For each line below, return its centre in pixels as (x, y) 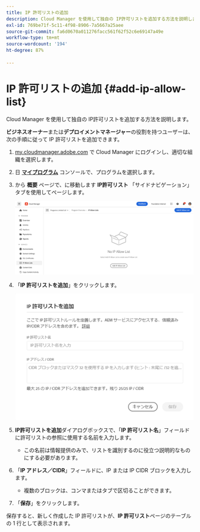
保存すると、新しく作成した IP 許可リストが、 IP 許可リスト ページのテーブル (99, 516)
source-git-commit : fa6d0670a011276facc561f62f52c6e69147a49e (85, 32)
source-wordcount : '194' (37, 44)
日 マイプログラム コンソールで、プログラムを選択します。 (86, 172)
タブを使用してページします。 (51, 192)
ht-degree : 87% (25, 51)
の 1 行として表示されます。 (40, 523)
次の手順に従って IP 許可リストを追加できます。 (65, 139)
